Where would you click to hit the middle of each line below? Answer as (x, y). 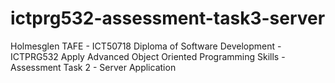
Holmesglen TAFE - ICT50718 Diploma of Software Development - (146, 46)
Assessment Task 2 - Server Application (93, 67)
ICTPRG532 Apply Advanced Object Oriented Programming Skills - (148, 56)
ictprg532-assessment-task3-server (168, 18)
